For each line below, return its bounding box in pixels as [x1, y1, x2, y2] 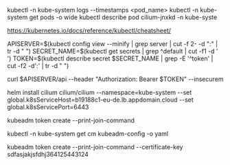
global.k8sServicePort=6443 [7, 103, 89, 111]
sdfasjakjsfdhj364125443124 [7, 151, 89, 158]
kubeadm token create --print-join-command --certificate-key [7, 143, 183, 151]
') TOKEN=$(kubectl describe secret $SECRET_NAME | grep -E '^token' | [7, 54, 214, 63]
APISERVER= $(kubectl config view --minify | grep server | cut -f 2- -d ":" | [7, 40, 218, 47]
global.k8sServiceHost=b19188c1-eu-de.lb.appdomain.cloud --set [7, 96, 194, 104]
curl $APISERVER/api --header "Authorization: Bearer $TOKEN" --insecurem [7, 75, 224, 83]
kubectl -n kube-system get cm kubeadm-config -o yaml [7, 130, 169, 137]
